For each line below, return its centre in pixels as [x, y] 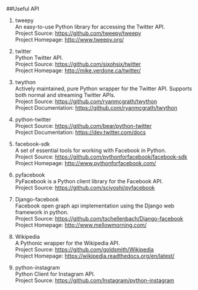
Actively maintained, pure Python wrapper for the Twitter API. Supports [103, 89]
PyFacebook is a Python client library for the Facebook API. [89, 181]
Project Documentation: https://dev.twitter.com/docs [80, 132]
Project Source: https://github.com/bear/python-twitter [83, 126]
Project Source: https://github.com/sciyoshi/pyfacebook [85, 188]
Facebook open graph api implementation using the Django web [95, 206]
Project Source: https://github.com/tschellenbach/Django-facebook [99, 219]
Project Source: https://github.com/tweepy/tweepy [78, 33]
